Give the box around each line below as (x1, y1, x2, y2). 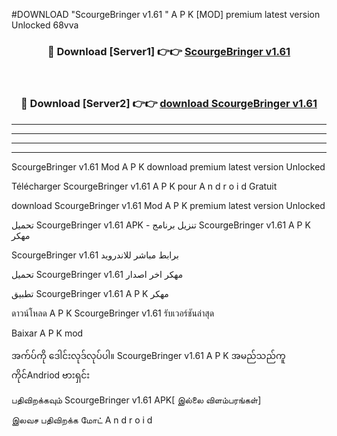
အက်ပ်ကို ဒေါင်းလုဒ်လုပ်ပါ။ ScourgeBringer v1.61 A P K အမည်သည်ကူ (11, 349, 286, 361)
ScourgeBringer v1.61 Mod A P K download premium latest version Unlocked (11, 160, 326, 173)
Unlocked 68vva (11, 19, 79, 31)
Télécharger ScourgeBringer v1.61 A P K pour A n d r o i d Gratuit (11, 180, 278, 192)
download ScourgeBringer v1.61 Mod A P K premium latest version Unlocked (11, 199, 326, 211)
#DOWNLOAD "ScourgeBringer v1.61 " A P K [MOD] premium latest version (11, 9, 321, 20)
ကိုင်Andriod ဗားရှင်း (11, 369, 91, 381)
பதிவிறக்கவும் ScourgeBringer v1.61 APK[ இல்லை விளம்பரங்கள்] (11, 394, 262, 406)
